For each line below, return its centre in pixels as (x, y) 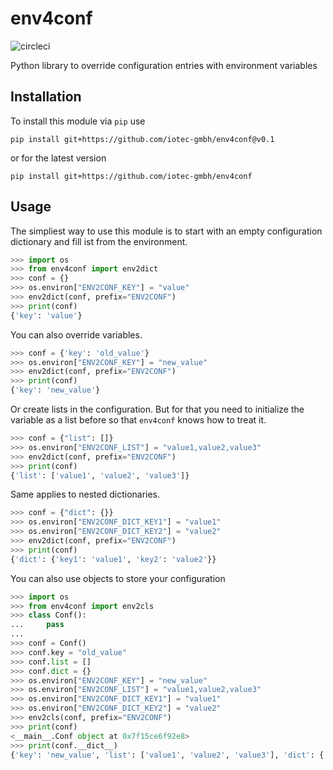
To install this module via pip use (78, 121)
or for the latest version (58, 158)
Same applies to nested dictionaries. (85, 494)
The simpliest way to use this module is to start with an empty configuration (166, 231)
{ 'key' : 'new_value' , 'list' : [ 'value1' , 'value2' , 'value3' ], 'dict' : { (167, 755)
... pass (37, 625)
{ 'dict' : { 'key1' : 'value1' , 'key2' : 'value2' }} (113, 559)
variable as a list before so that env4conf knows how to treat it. (138, 420)
